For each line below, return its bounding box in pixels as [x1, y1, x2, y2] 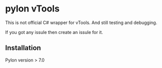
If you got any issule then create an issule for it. [5, 29, 103, 35]
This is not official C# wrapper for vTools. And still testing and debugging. [5, 19, 157, 25]
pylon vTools [5, 3, 60, 14]
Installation [5, 43, 41, 52]
